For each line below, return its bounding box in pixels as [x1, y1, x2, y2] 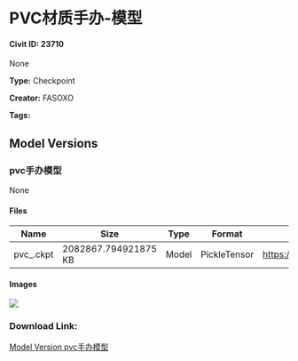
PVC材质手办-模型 [9, 8, 143, 28]
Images [9, 278, 37, 289]
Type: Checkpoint [9, 76, 75, 86]
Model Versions [9, 135, 98, 151]
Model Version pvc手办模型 [9, 341, 109, 352]
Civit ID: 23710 [9, 38, 65, 49]
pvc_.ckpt [13, 248, 54, 261]
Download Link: [9, 320, 78, 333]
